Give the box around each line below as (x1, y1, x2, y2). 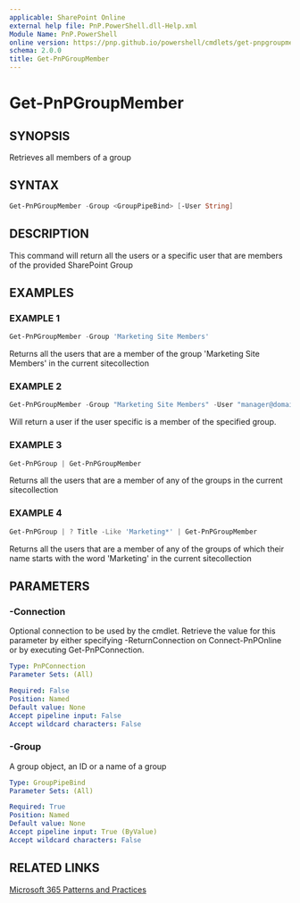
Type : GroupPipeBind (9, 778, 87, 787)
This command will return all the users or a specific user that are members (9, 250, 283, 261)
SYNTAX (9, 178, 60, 193)
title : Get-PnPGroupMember (9, 54, 110, 63)
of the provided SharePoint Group (9, 260, 134, 270)
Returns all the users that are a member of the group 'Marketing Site (9, 349, 261, 360)
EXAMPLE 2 (9, 380, 62, 393)
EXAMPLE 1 (9, 311, 61, 324)
